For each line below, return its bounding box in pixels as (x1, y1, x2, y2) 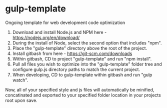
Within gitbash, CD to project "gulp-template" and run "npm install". (12, 55, 152, 61)
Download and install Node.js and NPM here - (12, 29, 107, 35)
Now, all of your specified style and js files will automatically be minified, (5, 86, 154, 92)
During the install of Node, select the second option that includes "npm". (12, 39, 162, 45)
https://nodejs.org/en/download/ (12, 34, 80, 40)
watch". (12, 77, 28, 83)
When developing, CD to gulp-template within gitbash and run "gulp (12, 71, 152, 77)
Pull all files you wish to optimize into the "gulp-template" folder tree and (12, 61, 162, 67)
